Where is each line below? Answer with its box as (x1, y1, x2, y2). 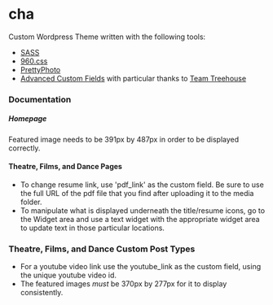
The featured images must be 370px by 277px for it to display (20, 279, 227, 289)
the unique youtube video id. (20, 270, 117, 281)
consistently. (20, 288, 64, 298)
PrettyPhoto (20, 64, 61, 74)
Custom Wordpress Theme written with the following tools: (8, 32, 206, 41)
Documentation (8, 94, 72, 105)
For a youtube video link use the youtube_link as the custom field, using (20, 262, 262, 272)
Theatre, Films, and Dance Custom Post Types (8, 243, 196, 255)
